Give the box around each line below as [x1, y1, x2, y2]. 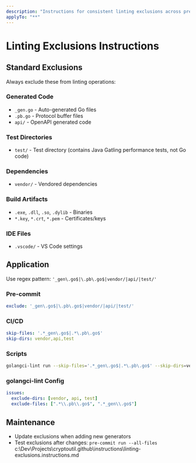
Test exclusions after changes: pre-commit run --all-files [14, 439, 157, 446]
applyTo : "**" [6, 14, 41, 20]
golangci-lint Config [6, 377, 65, 385]
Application [6, 260, 50, 270]
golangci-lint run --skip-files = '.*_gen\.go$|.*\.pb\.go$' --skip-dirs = [6, 363, 187, 369]
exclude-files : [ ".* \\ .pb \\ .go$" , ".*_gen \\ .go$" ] [11, 401, 137, 407]
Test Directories [6, 133, 52, 141]
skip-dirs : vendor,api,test [6, 336, 75, 342]
